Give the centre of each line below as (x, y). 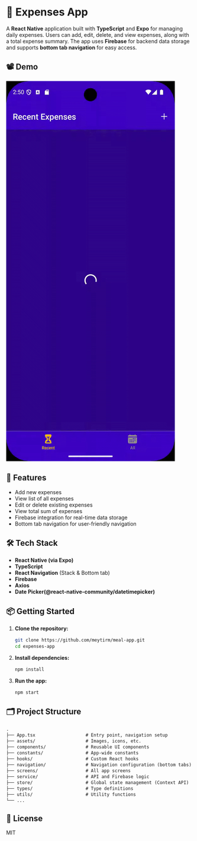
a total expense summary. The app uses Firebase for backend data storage (98, 41)
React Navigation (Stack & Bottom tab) (62, 573)
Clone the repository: (41, 628)
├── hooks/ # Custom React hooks (72, 759)
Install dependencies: (42, 657)
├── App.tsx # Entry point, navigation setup (87, 735)
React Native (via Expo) (44, 560)
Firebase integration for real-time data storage (71, 517)
